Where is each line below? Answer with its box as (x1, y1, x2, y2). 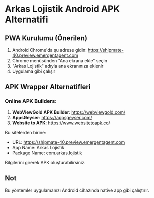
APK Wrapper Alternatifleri (5, 83, 91, 91)
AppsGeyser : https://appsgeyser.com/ (12, 114, 92, 120)
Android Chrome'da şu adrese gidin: (12, 47, 87, 53)
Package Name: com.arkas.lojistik (12, 150, 82, 156)
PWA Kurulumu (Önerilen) (5, 34, 87, 42)
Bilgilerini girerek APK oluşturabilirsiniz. (5, 159, 86, 165)
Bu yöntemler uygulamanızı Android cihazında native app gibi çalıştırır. (5, 187, 150, 193)
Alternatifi (5, 14, 48, 25)
